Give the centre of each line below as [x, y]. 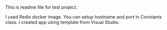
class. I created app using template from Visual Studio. [62, 22]
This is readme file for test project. [41, 7]
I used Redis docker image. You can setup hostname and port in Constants [83, 17]
